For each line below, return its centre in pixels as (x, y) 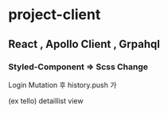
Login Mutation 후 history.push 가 (63, 84)
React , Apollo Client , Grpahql (84, 44)
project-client (55, 15)
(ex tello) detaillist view (46, 100)
